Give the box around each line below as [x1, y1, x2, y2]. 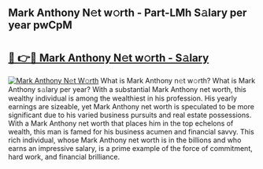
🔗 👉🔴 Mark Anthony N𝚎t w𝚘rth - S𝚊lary [8, 51, 209, 64]
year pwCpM [8, 19, 72, 32]
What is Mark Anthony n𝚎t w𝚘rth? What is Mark [100, 76, 256, 85]
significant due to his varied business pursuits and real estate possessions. [8, 110, 252, 119]
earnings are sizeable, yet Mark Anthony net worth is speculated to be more [8, 102, 254, 111]
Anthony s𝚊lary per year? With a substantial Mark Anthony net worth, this [8, 85, 246, 94]
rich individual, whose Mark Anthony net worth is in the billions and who [8, 135, 242, 145]
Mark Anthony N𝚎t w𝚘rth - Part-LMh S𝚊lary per [8, 6, 247, 20]
